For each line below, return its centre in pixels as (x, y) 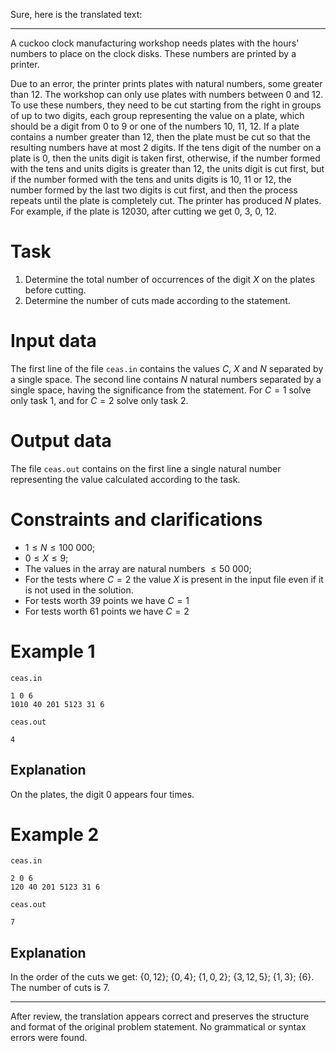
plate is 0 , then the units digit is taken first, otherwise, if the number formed (165, 158)
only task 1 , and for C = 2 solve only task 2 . (99, 400)
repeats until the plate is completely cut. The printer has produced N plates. (166, 200)
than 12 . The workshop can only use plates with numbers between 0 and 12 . (167, 94)
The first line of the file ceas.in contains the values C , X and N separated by (167, 368)
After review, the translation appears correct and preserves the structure (160, 1016)
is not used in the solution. (79, 590)
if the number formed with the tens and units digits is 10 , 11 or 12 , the (151, 179)
